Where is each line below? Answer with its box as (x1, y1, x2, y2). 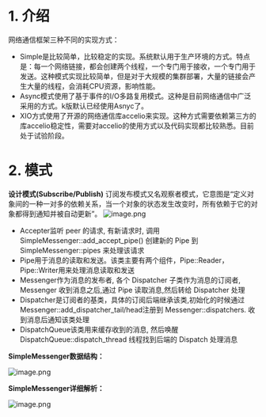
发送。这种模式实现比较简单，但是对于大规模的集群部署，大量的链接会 (19, 71, 249, 81)
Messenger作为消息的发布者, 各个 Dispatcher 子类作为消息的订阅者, (19, 275, 241, 285)
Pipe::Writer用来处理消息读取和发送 (19, 265, 135, 275)
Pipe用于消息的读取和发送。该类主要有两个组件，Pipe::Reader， (19, 255, 229, 265)
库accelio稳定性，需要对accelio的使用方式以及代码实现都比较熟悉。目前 (19, 120, 255, 131)
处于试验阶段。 (19, 131, 69, 140)
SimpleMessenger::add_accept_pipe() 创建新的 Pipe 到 (19, 235, 199, 245)
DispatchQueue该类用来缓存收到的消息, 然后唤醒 (19, 324, 179, 334)
